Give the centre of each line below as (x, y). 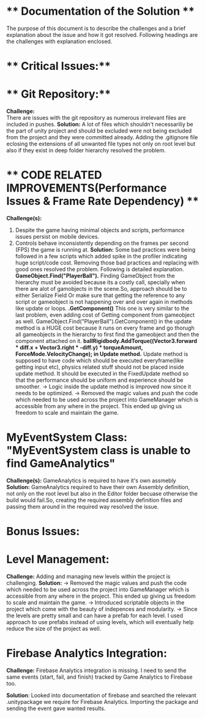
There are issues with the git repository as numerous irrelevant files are (96, 118)
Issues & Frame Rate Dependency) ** (102, 201)
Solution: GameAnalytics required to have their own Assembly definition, (98, 487)
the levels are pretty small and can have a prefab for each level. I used (95, 616)
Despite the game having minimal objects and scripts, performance (100, 230)
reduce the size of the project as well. (54, 629)
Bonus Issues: (43, 531)
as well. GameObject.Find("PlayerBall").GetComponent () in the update (103, 321)
